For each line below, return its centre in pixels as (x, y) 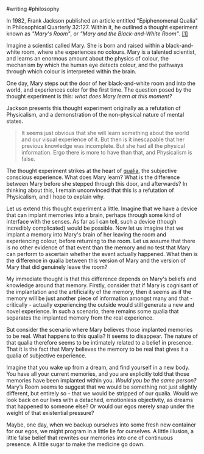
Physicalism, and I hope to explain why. (56, 197)
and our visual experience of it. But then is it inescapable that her (103, 139)
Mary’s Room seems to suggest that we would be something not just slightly (102, 387)
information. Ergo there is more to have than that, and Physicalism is (107, 152)
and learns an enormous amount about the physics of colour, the (88, 58)
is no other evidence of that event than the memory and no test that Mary (98, 247)
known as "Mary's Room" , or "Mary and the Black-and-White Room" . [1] (97, 34)
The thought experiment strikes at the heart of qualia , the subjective (92, 171)
